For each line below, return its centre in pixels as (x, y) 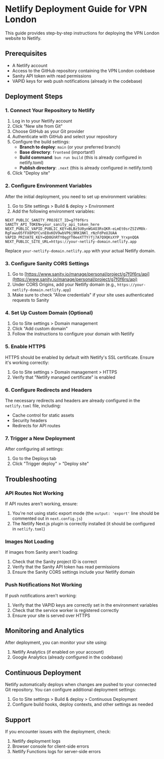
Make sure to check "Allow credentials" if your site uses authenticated (83, 295)
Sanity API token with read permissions (52, 76)
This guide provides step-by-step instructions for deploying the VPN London (82, 33)
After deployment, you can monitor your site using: (56, 642)
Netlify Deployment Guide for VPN (76, 9)
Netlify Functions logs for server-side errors (57, 751)
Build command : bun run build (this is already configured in (81, 157)
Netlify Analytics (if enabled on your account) (58, 652)
